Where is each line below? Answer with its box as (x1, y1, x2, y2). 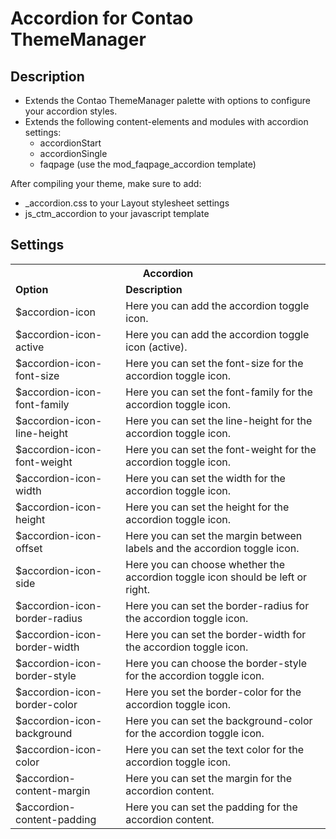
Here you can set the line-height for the (125, 413, 313, 427)
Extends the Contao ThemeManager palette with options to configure (24, 95, 311, 106)
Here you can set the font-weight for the (125, 442, 317, 456)
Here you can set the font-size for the (125, 356, 304, 370)
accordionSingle (39, 148, 108, 159)
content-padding (15, 812, 97, 826)
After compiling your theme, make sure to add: (10, 178, 202, 189)
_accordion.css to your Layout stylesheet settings (24, 197, 230, 209)
